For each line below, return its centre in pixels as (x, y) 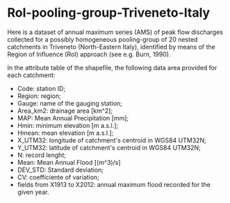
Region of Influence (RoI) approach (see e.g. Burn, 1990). (89, 54)
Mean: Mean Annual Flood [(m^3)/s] (69, 162)
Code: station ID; (41, 88)
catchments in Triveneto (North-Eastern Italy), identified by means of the (111, 47)
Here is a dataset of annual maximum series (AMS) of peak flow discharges (115, 32)
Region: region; (39, 96)
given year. (33, 192)
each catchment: (31, 75)
